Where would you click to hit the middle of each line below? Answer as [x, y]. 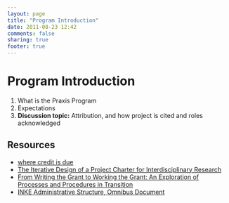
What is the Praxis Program [57, 100]
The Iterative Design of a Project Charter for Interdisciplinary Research [119, 169]
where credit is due [45, 162]
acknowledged [39, 123]
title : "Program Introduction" [53, 20]
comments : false [31, 33]
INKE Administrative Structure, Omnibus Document [91, 192]
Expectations [37, 108]
